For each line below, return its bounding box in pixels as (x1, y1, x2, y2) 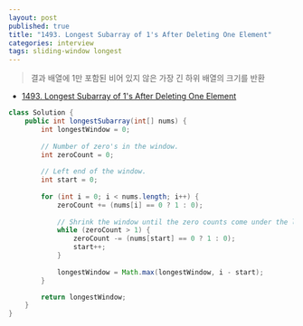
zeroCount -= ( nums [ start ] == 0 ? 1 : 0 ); (72, 234, 236, 244)
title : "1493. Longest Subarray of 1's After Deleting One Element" (8, 30, 272, 39)
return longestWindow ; (41, 293, 127, 302)
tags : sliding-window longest (8, 47, 123, 56)
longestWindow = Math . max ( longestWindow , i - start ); (56, 267, 264, 276)
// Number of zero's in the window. (41, 142, 179, 151)
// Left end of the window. (41, 167, 147, 176)
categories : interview (8, 38, 94, 48)
